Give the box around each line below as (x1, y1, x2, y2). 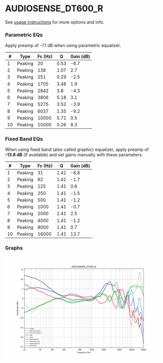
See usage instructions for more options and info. (5, 19, 105, 25)
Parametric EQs (5, 31, 43, 38)
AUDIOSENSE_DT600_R (5, 3, 103, 14)
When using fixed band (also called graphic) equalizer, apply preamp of (5, 146, 149, 152)
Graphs (5, 244, 23, 251)
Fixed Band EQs (5, 135, 43, 142)
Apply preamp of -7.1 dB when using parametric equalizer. (5, 43, 121, 48)
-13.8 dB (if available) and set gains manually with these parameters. (5, 152, 143, 158)
